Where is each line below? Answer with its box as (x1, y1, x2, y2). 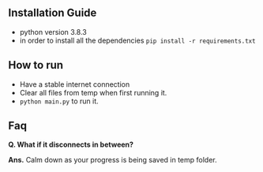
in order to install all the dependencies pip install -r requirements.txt (19, 36, 256, 45)
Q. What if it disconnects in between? (8, 140, 134, 149)
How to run (8, 58, 64, 72)
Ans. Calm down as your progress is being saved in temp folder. (8, 155, 217, 165)
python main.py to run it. (19, 96, 99, 106)
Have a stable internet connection (19, 79, 130, 89)
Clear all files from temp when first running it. (19, 88, 167, 97)
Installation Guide (8, 6, 97, 20)
